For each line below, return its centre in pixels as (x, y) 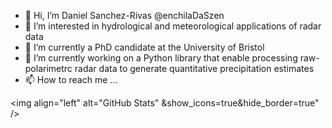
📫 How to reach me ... (71, 79)
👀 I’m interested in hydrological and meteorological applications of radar (173, 26)
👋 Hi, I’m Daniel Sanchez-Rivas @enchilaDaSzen (124, 15)
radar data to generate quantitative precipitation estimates (194, 68)
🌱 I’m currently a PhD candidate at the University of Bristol (144, 47)
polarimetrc (48, 68)
